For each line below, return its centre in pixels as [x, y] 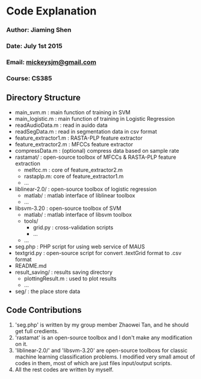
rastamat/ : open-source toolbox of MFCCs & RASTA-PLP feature [95, 157]
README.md [31, 265]
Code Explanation [51, 11]
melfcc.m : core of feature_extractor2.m [73, 170]
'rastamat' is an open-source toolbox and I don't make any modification [104, 337]
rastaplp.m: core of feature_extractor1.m [74, 176]
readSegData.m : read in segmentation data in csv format [86, 131]
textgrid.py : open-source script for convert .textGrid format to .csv [98, 253]
